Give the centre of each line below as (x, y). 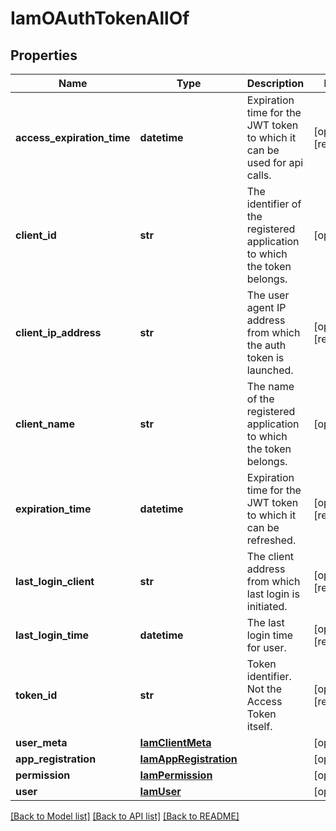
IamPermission (176, 775)
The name (270, 386)
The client (270, 556)
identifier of (274, 204)
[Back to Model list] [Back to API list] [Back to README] (125, 816)
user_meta (41, 742)
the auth (266, 345)
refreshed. (271, 540)
